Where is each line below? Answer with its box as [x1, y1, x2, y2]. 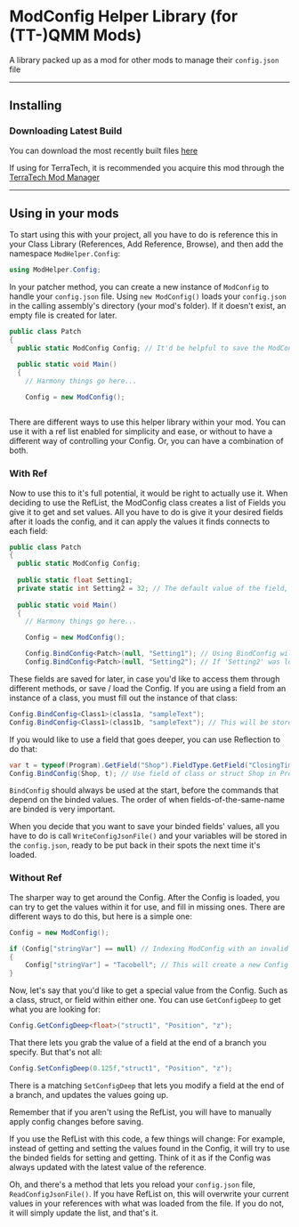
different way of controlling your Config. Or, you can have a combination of [9, 436, 284, 447]
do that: [9, 743, 38, 754]
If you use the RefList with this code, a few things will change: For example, [9, 1133, 286, 1144]
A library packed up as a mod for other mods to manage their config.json [9, 54, 279, 65]
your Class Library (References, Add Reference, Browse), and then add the [9, 238, 284, 250]
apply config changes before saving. [9, 1116, 144, 1126]
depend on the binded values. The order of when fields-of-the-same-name [9, 795, 285, 805]
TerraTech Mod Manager [9, 172, 101, 182]
